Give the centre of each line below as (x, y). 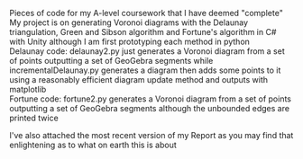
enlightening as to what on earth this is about (93, 145)
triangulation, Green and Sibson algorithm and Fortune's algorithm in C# (143, 32)
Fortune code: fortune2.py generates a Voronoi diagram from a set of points (150, 99)
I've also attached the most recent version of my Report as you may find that (151, 135)
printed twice (34, 118)
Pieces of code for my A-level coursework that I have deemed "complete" (147, 13)
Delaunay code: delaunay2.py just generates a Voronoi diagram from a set (147, 51)
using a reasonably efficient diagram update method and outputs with (139, 79)
